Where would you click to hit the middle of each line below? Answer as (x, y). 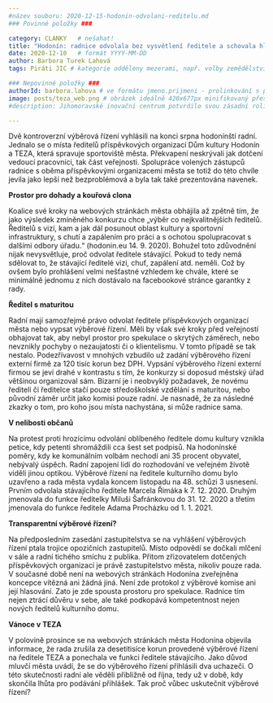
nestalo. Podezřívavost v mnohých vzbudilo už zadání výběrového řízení (130, 355)
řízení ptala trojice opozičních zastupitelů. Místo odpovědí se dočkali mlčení (135, 548)
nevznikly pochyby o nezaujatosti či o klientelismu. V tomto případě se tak (132, 346)
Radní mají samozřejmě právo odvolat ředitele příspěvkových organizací (129, 321)
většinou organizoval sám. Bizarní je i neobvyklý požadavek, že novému (128, 381)
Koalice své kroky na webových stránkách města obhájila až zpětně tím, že (134, 211)
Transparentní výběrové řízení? (63, 524)
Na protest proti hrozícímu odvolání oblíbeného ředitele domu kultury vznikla (136, 439)
